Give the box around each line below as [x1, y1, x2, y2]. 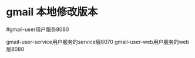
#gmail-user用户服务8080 [6, 26, 69, 33]
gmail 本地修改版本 [6, 5, 98, 19]
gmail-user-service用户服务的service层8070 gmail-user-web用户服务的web [6, 38, 190, 45]
